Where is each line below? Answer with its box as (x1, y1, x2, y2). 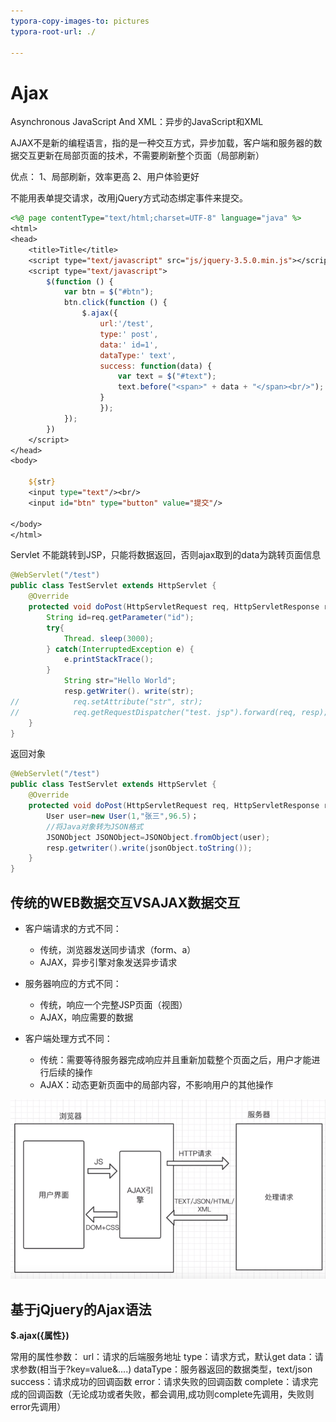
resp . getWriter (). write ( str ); (63, 686, 195, 697)
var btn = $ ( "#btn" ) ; (63, 287, 155, 297)
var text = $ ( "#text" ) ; (117, 371, 217, 382)
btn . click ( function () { (63, 298, 168, 308)
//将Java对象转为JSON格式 (46, 821, 144, 832)
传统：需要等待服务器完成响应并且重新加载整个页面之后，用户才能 (39, 1054, 312, 1065)
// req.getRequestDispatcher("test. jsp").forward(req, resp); (10, 707, 329, 717)
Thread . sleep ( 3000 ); (63, 633, 155, 644)
